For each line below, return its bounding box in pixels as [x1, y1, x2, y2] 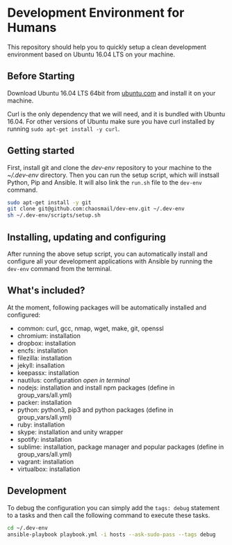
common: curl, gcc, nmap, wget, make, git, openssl [17, 324, 165, 332]
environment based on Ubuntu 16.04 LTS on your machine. [7, 50, 176, 59]
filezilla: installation [17, 353, 72, 362]
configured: [7, 310, 40, 318]
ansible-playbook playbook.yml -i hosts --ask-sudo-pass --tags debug [7, 531, 216, 538]
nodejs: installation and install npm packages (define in [17, 383, 175, 392]
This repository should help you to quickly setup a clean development [7, 43, 207, 51]
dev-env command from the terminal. [7, 265, 113, 272]
